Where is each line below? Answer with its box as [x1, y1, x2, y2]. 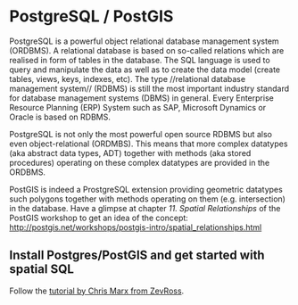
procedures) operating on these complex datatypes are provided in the [9, 157, 270, 168]
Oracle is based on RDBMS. [9, 111, 112, 122]
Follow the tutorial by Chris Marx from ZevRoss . [9, 285, 185, 296]
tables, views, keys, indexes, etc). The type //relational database [9, 73, 246, 84]
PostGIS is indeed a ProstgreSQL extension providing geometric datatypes [9, 184, 283, 194]
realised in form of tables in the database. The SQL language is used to [9, 54, 270, 65]
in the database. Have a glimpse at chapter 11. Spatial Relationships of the [9, 202, 281, 213]
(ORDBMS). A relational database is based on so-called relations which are [9, 45, 285, 55]
